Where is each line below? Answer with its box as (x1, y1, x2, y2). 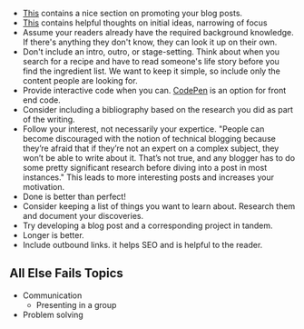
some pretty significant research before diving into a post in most (22, 163, 268, 173)
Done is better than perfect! (22, 191, 127, 202)
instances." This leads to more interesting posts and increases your (22, 172, 275, 183)
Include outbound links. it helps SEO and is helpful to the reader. (22, 240, 263, 250)
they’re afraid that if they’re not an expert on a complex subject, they (22, 143, 279, 154)
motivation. (22, 182, 65, 192)
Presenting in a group (35, 299, 117, 310)
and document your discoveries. (22, 211, 143, 221)
